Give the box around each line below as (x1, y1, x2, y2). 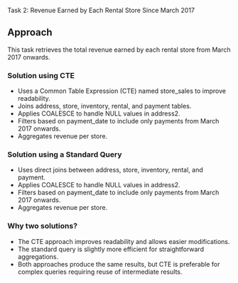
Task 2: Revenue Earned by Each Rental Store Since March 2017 (7, 6, 195, 14)
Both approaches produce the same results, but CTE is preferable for (17, 260, 220, 268)
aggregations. (17, 252, 59, 261)
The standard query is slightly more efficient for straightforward (17, 245, 205, 253)
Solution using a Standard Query (7, 150, 122, 160)
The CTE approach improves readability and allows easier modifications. (17, 237, 230, 245)
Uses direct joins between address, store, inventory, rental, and (17, 166, 204, 174)
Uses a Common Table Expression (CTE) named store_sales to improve (17, 87, 226, 95)
